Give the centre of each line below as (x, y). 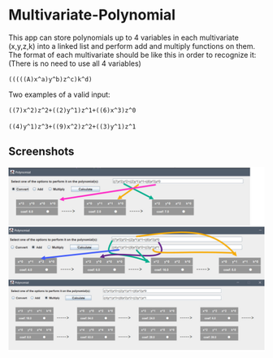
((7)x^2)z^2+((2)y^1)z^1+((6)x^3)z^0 (72, 110)
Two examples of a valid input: (60, 94)
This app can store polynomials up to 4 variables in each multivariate (124, 37)
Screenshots (41, 152)
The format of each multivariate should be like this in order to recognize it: (132, 55)
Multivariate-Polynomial (92, 15)
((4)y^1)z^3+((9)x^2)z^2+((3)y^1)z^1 (72, 127)
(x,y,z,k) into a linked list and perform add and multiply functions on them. (132, 46)
